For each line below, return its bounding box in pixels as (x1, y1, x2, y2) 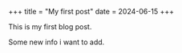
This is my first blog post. (8, 22, 92, 31)
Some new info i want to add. (8, 37, 105, 47)
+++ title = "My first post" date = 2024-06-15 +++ (8, 7, 175, 16)
